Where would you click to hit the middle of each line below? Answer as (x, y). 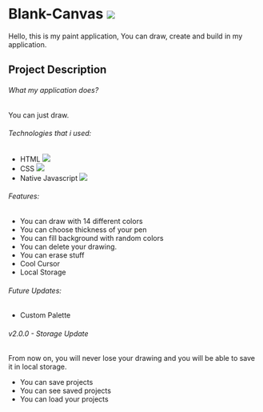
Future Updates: (35, 290)
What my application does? (54, 90)
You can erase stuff (52, 255)
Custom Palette (45, 315)
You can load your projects (64, 399)
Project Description (58, 70)
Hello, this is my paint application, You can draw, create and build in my (126, 36)
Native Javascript (49, 178)
